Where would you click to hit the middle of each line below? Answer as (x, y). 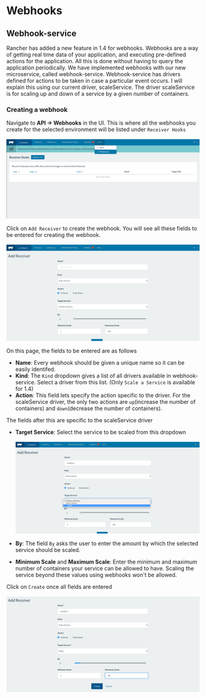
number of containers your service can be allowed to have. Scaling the (105, 568)
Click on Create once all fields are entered (59, 586)
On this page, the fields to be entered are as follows (72, 351)
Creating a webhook (37, 109)
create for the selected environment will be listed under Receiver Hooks (96, 130)
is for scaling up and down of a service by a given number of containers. (98, 94)
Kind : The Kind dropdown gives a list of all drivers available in (93, 376)
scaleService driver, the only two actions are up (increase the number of (105, 401)
